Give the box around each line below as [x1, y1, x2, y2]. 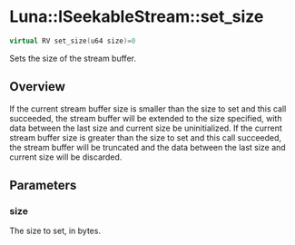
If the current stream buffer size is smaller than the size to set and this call [9, 103, 287, 114]
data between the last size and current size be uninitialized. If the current [9, 122, 283, 133]
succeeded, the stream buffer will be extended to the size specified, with [9, 113, 282, 123]
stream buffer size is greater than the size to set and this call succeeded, [9, 132, 282, 142]
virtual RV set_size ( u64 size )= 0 [9, 36, 136, 45]
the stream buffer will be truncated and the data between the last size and [9, 142, 286, 152]
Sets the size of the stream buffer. [9, 53, 136, 64]
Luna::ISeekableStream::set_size [9, 6, 264, 27]
